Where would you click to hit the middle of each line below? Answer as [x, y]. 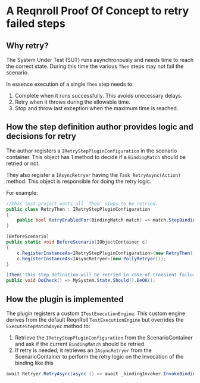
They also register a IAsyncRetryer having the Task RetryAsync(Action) [93, 175]
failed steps [36, 24]
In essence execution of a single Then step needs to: [70, 84]
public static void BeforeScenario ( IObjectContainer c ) [77, 242]
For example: [22, 192]
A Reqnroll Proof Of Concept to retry [98, 11]
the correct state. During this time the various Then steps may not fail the [95, 66]
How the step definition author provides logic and [100, 127]
